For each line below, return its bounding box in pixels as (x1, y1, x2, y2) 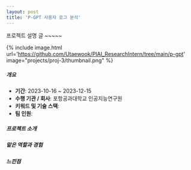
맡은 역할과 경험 (6, 141, 43, 148)
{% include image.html (6, 43, 62, 51)
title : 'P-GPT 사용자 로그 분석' (6, 14, 81, 20)
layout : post (6, 8, 39, 15)
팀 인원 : (14, 110, 33, 118)
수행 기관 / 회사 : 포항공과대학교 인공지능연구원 (14, 95, 123, 102)
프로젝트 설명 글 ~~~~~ (6, 31, 62, 39)
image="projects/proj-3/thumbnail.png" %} (6, 57, 114, 64)
